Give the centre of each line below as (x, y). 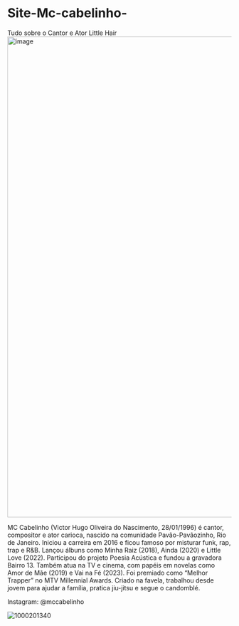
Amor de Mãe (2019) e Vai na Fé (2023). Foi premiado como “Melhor (108, 573)
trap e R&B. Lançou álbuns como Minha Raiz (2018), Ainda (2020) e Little (114, 550)
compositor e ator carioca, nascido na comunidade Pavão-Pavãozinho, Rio (117, 535)
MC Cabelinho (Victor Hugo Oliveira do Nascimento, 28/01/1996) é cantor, (116, 527)
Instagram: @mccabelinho (46, 601)
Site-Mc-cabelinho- (67, 13)
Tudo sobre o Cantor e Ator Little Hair (62, 33)
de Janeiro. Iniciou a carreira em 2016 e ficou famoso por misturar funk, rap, (119, 542)
